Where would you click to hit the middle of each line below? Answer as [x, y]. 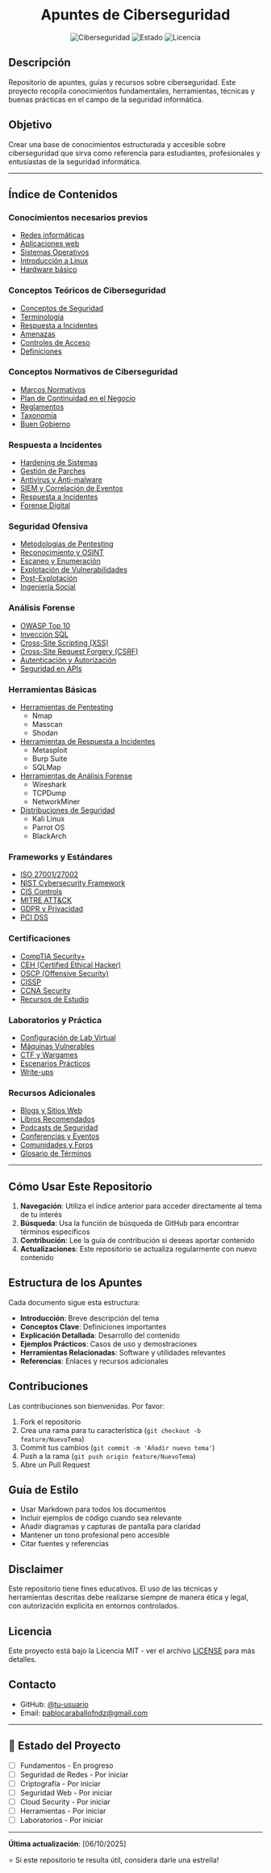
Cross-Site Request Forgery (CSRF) [79, 651]
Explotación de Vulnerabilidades [73, 570]
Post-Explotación [49, 578]
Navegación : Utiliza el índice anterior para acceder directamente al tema [141, 1206]
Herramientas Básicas [52, 689]
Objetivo [30, 125]
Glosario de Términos [56, 1153]
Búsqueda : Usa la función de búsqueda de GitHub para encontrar [129, 1224]
